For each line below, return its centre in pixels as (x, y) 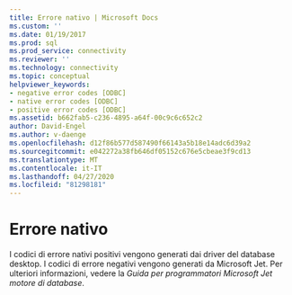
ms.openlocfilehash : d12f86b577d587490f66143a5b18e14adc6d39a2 (130, 143)
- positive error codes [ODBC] (68, 110)
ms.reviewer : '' (40, 59)
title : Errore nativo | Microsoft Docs (84, 18)
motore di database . (47, 283)
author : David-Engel (48, 127)
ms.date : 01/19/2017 (48, 34)
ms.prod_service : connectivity (68, 51)
